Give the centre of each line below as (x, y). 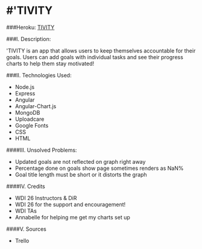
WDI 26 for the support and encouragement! (70, 204)
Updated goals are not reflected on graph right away (80, 161)
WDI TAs (26, 211)
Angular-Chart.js (36, 106)
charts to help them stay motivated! (50, 63)
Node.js (25, 87)
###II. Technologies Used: (39, 75)
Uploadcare (30, 119)
